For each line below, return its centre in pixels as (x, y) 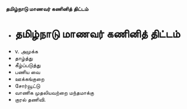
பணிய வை (27, 72)
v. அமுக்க (26, 51)
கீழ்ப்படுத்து (28, 65)
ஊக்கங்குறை (29, 78)
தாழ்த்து (24, 58)
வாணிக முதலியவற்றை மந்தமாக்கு (54, 92)
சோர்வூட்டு (27, 86)
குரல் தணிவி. (30, 99)
